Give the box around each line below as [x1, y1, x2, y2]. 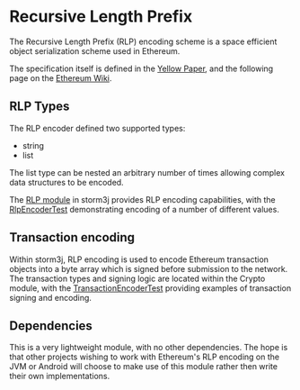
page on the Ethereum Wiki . [9, 72, 112, 83]
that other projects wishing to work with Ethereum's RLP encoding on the [9, 351, 280, 362]
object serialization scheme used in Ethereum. [9, 45, 181, 56]
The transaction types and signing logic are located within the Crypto [9, 273, 266, 284]
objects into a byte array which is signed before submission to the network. [9, 263, 288, 274]
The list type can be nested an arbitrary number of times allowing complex [9, 167, 286, 177]
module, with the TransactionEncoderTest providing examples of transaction [9, 282, 292, 294]
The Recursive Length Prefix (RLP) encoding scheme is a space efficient [9, 36, 278, 47]
